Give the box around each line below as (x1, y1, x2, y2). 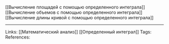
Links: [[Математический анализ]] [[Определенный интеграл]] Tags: (5, 29, 152, 35)
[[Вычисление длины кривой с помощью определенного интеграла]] (5, 15, 154, 20)
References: (5, 34, 30, 40)
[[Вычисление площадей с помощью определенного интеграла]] (5, 4, 145, 10)
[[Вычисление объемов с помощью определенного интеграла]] (5, 9, 142, 15)
